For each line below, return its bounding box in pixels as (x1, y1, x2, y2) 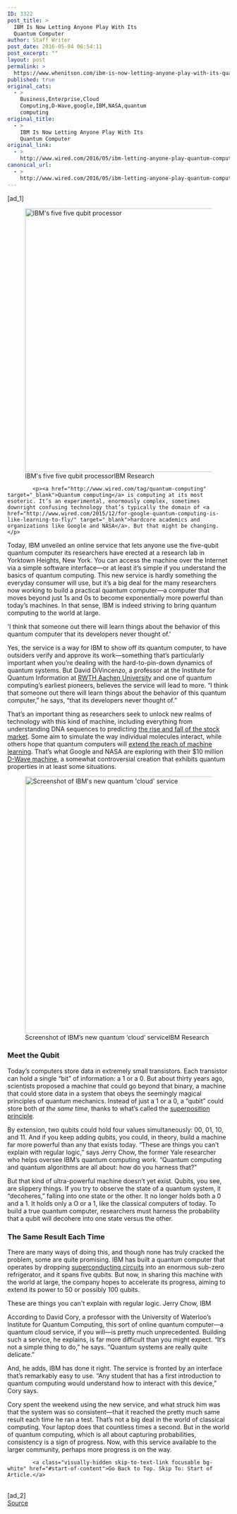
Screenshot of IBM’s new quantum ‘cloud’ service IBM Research (25, 1033, 209, 1041)
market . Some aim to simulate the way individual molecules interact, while (7, 732, 222, 741)
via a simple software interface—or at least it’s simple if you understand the (7, 563, 226, 572)
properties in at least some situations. (7, 762, 116, 770)
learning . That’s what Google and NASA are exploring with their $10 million (7, 747, 224, 756)
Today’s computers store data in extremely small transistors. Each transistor (7, 1067, 228, 1075)
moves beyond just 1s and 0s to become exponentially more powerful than (7, 593, 224, 602)
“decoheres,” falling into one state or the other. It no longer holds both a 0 (7, 1192, 221, 1200)
